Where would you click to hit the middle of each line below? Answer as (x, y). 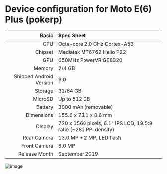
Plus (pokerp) (34, 20)
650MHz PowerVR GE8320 (90, 60)
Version (44, 82)
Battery (45, 107)
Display (45, 126)
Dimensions (40, 115)
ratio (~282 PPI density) (86, 129)
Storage (44, 91)
